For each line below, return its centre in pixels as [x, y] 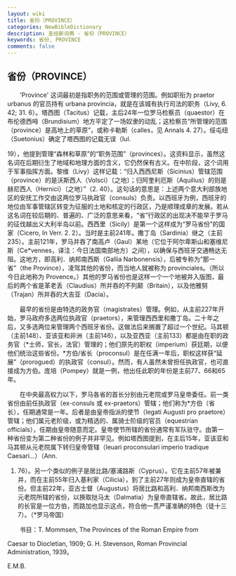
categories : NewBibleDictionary [54, 27]
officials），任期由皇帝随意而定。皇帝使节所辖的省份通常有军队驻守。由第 [112, 429]
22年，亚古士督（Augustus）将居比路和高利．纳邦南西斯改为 [137, 488]
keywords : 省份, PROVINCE [44, 40]
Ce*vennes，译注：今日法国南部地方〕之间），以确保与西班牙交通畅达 [120, 250]
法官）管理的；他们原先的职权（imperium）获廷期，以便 [147, 344]
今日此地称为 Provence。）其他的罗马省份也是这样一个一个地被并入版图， [113, 276]
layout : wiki [26, 14]
